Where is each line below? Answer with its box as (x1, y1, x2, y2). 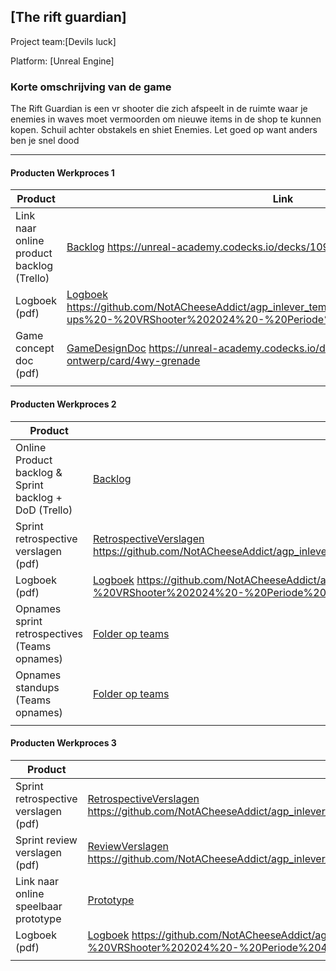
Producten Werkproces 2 (10, 398, 117, 410)
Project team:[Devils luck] (10, 35, 117, 47)
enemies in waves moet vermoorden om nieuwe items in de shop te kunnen (10, 113, 322, 125)
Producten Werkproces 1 (10, 166, 115, 179)
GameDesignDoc (66, 341, 147, 355)
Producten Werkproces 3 (10, 737, 117, 749)
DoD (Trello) (15, 503, 73, 517)
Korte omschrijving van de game (10, 80, 172, 94)
